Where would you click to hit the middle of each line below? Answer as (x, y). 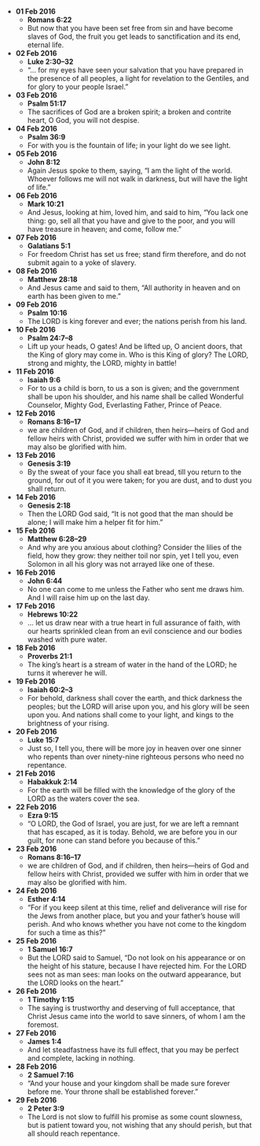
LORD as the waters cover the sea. (83, 798)
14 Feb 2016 (36, 497)
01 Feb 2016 (36, 11)
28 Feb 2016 (36, 1066)
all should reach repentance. (73, 1133)
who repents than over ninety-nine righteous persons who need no (135, 757)
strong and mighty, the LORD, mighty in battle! (102, 363)
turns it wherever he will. (67, 673)
